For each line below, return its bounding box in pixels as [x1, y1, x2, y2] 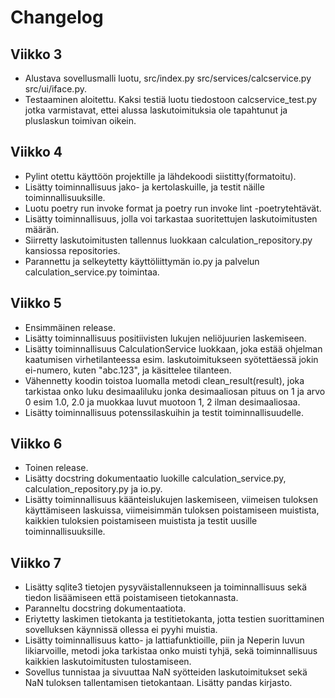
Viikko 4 [10, 144, 63, 161]
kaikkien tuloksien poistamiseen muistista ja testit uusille [24, 515, 258, 527]
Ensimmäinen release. [24, 321, 117, 333]
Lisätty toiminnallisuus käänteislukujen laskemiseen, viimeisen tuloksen [24, 494, 318, 506]
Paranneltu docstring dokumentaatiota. [24, 602, 187, 615]
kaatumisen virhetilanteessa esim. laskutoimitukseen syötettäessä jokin [24, 353, 319, 365]
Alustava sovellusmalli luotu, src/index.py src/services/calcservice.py [24, 72, 312, 84]
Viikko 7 [10, 554, 62, 571]
